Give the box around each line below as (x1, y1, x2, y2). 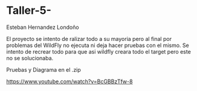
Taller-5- (6, 4, 51, 17)
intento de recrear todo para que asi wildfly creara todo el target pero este (6, 48, 192, 55)
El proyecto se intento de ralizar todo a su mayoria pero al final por (6, 35, 172, 42)
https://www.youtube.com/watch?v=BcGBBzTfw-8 (6, 78, 133, 85)
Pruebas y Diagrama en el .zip (6, 66, 82, 73)
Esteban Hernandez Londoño (6, 24, 80, 31)
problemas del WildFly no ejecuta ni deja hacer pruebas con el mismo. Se (6, 42, 189, 49)
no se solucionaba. (6, 54, 54, 61)
